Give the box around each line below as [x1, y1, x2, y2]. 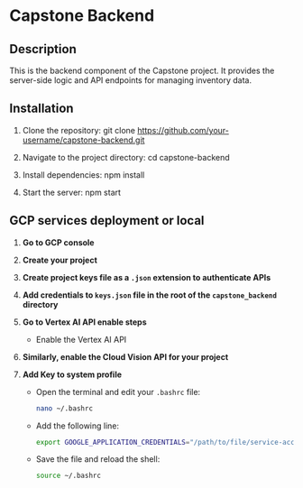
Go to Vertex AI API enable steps [22, 317, 147, 327]
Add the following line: [35, 420, 120, 431]
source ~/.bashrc [35, 471, 102, 481]
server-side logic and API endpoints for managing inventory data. [9, 75, 252, 86]
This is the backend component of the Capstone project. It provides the [9, 65, 275, 76]
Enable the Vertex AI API [35, 334, 127, 345]
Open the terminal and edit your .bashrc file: [35, 386, 201, 397]
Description [9, 41, 77, 57]
